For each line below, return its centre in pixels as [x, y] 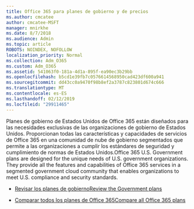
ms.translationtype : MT [35, 88]
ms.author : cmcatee [30, 17]
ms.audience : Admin [30, 39]
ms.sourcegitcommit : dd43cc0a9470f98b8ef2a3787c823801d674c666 [85, 83]
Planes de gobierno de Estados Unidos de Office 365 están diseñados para [97, 121]
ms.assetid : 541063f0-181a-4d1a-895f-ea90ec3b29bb [69, 72]
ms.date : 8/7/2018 [29, 33]
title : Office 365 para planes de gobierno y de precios [77, 11]
